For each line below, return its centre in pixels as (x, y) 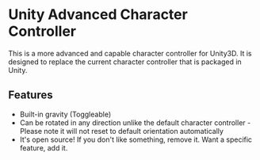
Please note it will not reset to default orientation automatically (122, 131)
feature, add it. (44, 147)
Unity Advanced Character (98, 15)
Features (31, 95)
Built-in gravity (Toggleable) (65, 114)
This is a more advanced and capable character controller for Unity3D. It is (130, 53)
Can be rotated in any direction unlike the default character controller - (135, 122)
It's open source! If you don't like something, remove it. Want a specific (136, 139)
